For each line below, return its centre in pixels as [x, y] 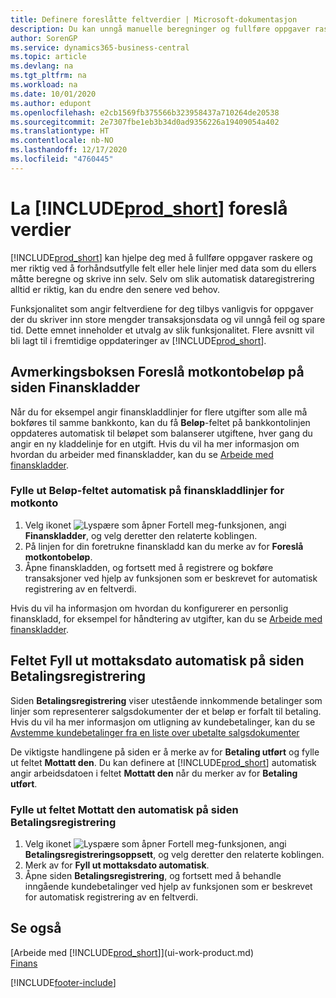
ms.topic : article [48, 57]
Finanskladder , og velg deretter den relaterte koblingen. [141, 535]
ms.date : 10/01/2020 [53, 94]
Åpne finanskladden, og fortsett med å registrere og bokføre [149, 567]
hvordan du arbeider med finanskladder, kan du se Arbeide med [142, 454]
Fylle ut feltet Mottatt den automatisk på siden [124, 809]
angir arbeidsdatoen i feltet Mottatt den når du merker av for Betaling [154, 773]
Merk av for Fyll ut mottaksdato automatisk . [117, 865]
